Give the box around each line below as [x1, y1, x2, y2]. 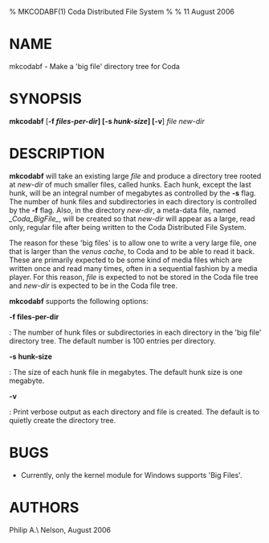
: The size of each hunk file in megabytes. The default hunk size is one [9, 367, 243, 376]
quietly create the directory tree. [9, 415, 116, 425]
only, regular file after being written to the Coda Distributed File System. [9, 222, 247, 232]
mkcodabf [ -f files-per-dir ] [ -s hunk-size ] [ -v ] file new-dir [9, 116, 205, 125]
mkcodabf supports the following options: [9, 296, 149, 306]
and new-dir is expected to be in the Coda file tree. [9, 281, 177, 290]
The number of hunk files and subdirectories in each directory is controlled [9, 196, 257, 206]
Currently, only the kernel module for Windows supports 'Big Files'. [20, 470, 243, 479]
